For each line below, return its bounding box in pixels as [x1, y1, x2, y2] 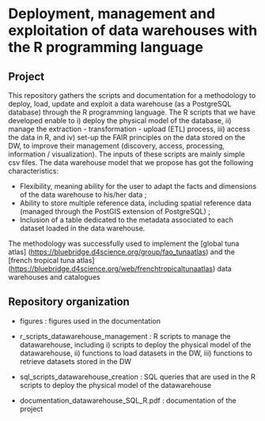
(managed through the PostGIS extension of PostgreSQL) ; [19, 207, 211, 216]
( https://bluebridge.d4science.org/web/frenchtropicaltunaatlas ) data [8, 264, 232, 273]
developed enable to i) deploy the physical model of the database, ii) [8, 116, 232, 125]
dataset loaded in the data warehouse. [19, 224, 146, 233]
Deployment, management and [8, 5, 216, 23]
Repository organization [8, 295, 131, 309]
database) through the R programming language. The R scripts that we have [8, 107, 256, 117]
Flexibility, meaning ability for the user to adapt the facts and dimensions [19, 182, 257, 190]
